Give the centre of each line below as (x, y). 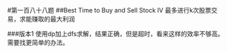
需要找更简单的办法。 (38, 43)
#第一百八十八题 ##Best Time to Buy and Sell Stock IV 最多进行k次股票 (109, 10)
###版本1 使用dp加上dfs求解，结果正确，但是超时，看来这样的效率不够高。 (116, 34)
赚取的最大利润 (53, 19)
